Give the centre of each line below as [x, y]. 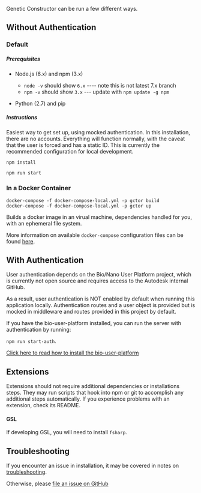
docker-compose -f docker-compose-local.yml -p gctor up [79, 206]
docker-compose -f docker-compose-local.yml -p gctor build [83, 200]
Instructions [22, 117]
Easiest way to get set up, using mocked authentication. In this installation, [98, 133]
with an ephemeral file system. [44, 223]
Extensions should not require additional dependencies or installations [93, 386]
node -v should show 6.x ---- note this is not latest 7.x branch [100, 86]
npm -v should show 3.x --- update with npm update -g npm [96, 92]
